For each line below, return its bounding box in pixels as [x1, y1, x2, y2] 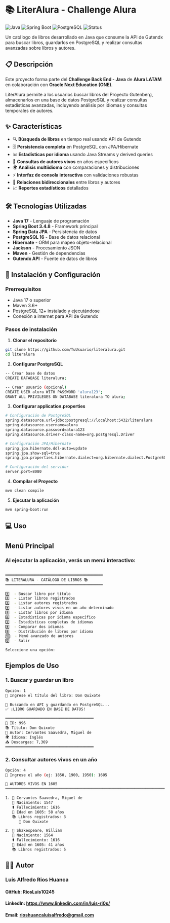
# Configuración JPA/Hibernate [5, 441, 71, 446]
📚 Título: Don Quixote [5, 725, 55, 730]
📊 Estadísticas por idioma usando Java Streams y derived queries [12, 151, 153, 157]
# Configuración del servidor [5, 464, 69, 469]
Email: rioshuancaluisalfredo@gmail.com [5, 912, 95, 918]
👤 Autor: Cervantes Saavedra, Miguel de [5, 730, 92, 735]
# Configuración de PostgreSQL [5, 413, 71, 418]
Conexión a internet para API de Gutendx [12, 313, 99, 319]
